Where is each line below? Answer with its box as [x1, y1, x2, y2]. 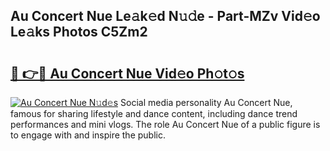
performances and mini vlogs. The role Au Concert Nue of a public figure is [10, 119, 321, 130]
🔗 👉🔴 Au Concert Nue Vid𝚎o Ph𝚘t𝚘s [10, 65, 245, 82]
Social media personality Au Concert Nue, [120, 97, 293, 108]
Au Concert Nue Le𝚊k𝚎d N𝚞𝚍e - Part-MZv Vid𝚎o [10, 8, 321, 25]
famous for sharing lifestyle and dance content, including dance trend [10, 108, 298, 119]
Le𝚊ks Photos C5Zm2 [10, 24, 148, 41]
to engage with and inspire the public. [10, 129, 166, 141]
